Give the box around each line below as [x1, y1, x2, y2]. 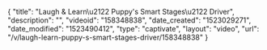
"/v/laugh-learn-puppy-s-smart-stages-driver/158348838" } [7, 32, 209, 42]
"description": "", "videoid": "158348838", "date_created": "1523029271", [7, 15, 252, 25]
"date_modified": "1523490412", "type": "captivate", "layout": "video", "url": [7, 24, 260, 33]
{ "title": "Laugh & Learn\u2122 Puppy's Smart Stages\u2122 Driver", [7, 7, 235, 16]
